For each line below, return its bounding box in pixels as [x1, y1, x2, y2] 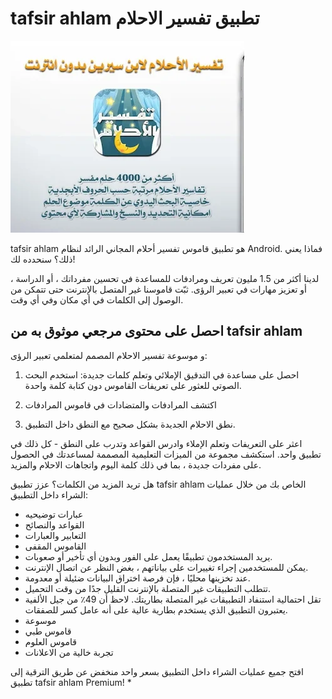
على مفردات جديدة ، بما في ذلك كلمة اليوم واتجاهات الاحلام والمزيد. [10, 458, 262, 471]
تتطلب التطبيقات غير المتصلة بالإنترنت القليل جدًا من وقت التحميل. [24, 582, 272, 594]
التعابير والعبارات [24, 529, 87, 541]
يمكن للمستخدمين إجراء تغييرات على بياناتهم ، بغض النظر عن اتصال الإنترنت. [24, 561, 309, 573]
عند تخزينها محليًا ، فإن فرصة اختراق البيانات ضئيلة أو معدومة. [24, 572, 251, 584]
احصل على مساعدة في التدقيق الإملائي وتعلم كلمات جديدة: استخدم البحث [24, 368, 300, 381]
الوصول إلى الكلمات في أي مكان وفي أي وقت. [10, 293, 184, 306]
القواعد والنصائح [24, 518, 85, 531]
